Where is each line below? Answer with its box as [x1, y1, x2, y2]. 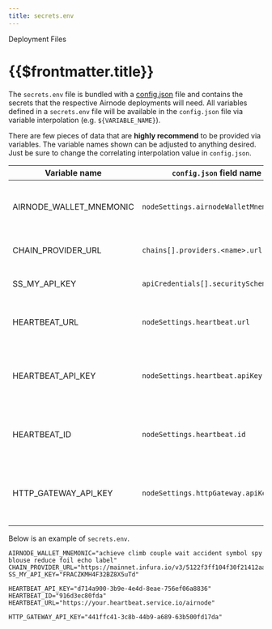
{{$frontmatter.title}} [8, 62, 155, 81]
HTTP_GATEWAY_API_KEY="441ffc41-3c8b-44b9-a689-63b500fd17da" [8, 613, 223, 621]
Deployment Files [8, 34, 67, 44]
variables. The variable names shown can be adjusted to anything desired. [8, 139, 257, 149]
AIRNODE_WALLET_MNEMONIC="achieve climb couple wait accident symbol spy [8, 549, 263, 557]
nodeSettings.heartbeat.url [142, 317, 250, 326]
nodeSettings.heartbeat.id [142, 430, 246, 439]
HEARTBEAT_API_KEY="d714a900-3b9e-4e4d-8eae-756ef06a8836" [8, 584, 212, 593]
